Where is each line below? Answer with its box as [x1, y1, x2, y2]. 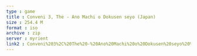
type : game [6, 8, 35, 15]
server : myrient [6, 36, 49, 41]
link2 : [6, 41, 25, 47]
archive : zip [6, 30, 41, 36]
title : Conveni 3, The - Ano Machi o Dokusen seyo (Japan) [6, 14, 157, 20]
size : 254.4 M [6, 19, 43, 25]
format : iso [6, 24, 38, 31]
